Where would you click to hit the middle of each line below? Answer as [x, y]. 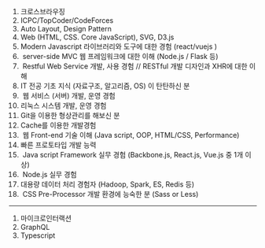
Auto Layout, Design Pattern [66, 29]
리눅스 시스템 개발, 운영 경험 [63, 105]
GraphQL [35, 227]
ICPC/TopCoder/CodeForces [67, 20]
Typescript [38, 235]
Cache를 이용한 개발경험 [58, 125]
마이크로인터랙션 [46, 218]
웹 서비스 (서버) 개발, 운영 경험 [69, 96]
